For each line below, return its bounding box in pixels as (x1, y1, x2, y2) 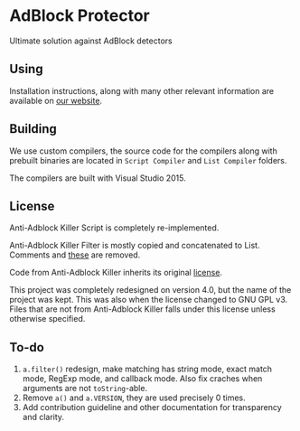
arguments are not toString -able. (22, 383, 147, 394)
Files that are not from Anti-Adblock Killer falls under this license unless (9, 304, 276, 314)
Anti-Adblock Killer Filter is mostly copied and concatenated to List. (9, 240, 260, 251)
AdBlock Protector (9, 5, 151, 26)
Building (9, 121, 57, 136)
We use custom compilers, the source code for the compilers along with (9, 145, 277, 156)
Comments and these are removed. (9, 249, 141, 260)
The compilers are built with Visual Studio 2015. (9, 173, 187, 183)
